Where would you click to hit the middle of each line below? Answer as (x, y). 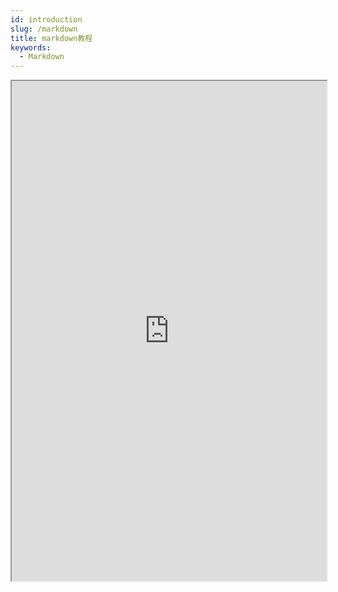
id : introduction (46, 19)
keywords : (31, 47)
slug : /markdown (44, 29)
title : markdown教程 (51, 38)
